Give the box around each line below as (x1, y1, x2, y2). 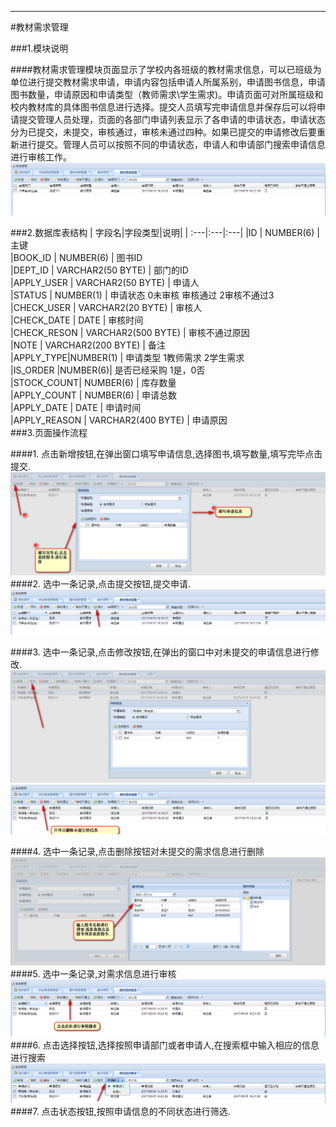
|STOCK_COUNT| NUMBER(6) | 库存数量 (10, 377, 177, 389)
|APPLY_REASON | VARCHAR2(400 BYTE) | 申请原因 (10, 414, 228, 426)
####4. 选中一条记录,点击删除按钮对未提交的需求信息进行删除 (10, 845, 265, 857)
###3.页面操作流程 (10, 427, 88, 439)
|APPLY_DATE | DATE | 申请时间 (10, 402, 142, 414)
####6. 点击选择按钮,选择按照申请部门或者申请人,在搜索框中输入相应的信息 (10, 1039, 320, 1051)
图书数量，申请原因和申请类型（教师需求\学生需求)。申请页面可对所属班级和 (10, 89, 324, 100)
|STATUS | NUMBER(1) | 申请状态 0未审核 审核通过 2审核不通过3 (10, 289, 275, 301)
